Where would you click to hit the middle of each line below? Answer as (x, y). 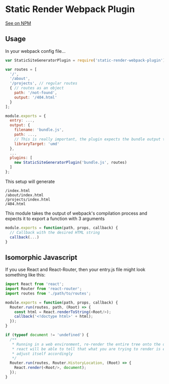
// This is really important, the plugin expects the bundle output (88, 139)
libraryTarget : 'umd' (37, 144)
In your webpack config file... (35, 51)
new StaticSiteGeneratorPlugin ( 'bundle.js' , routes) (71, 163)
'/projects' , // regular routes (44, 83)
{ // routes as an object (37, 88)
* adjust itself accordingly (42, 354)
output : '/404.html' (36, 97)
